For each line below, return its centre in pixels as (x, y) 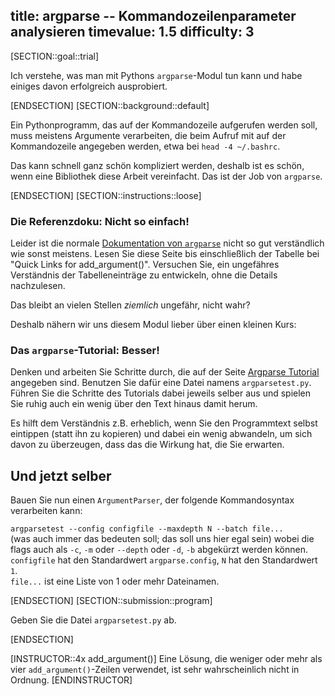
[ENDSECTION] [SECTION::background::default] (110, 105)
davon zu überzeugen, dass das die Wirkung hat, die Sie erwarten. (147, 445)
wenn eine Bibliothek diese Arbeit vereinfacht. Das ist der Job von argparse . (166, 176)
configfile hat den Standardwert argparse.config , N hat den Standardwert (164, 560)
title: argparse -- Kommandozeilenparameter (153, 16)
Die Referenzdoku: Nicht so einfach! (100, 221)
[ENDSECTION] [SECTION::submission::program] (111, 601)
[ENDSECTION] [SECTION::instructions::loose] (106, 195)
